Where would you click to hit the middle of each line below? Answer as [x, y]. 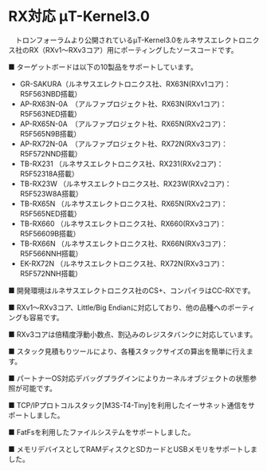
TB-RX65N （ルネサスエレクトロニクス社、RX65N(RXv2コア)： [124, 204]
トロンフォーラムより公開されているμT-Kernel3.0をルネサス [113, 40]
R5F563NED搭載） [51, 113]
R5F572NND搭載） [51, 153]
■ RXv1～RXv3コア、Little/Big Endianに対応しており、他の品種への [118, 307]
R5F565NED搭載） [50, 213]
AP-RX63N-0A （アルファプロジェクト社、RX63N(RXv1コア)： [123, 104]
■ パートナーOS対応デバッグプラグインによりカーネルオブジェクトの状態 [129, 378]
